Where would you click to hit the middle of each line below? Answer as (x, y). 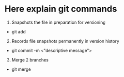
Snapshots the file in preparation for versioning (59, 22)
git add (19, 31)
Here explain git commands (61, 9)
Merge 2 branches (30, 60)
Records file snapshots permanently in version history (65, 41)
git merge (21, 69)
